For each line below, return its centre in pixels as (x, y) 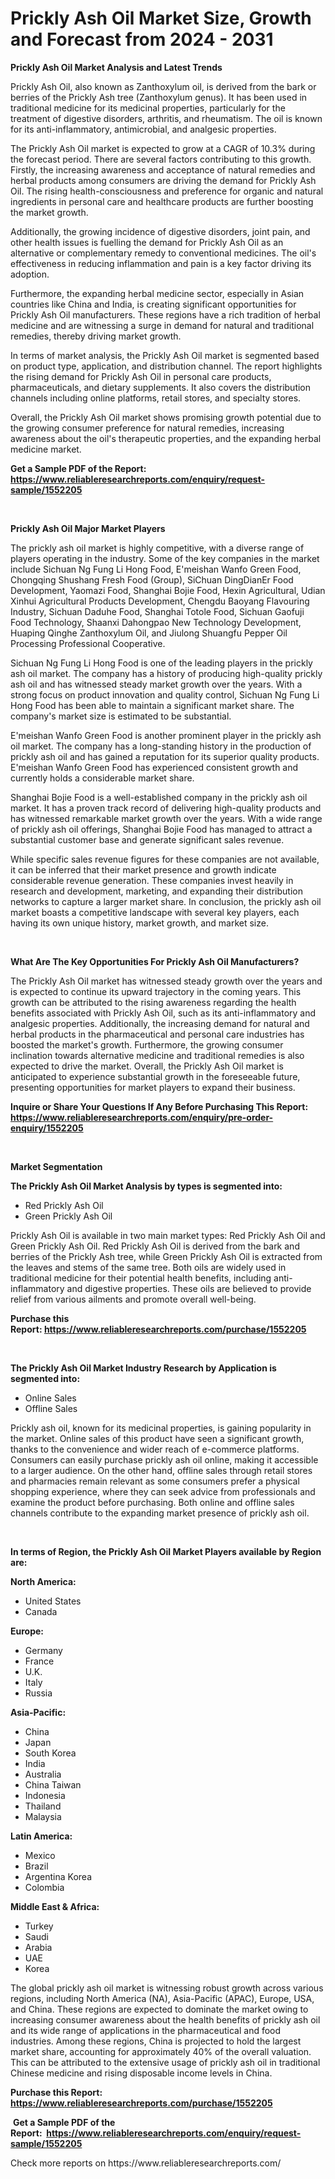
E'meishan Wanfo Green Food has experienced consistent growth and (154, 767)
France (39, 1661)
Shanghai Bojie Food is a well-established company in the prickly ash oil (159, 797)
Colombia (44, 1887)
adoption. (30, 274)
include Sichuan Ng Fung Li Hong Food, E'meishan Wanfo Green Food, (156, 569)
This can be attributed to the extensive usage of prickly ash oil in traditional (165, 2062)
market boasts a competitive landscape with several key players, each (155, 912)
